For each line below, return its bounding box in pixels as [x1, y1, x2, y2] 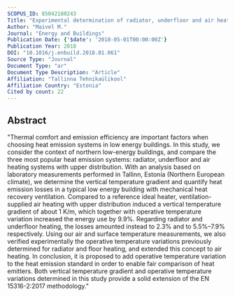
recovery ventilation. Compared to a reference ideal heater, [7, 192, 178, 200]
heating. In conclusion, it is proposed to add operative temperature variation [7, 251, 226, 260]
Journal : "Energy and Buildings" [7, 29, 105, 37]
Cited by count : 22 [7, 88, 64, 95]
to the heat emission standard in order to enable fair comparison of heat [7, 259, 215, 268]
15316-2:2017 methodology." [7, 282, 90, 290]
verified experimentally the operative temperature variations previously [7, 237, 212, 245]
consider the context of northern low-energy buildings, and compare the [7, 148, 217, 156]
